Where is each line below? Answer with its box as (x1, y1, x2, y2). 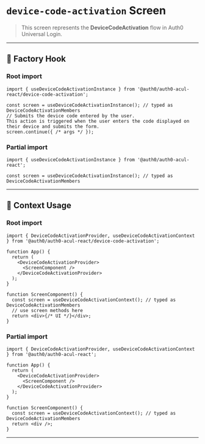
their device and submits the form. (6, 123, 99, 129)
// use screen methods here (12, 307, 84, 313)
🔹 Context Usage (6, 200, 72, 211)
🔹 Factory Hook (6, 54, 66, 64)
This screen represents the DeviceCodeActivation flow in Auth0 (21, 24, 184, 31)
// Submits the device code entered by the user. (6, 112, 135, 119)
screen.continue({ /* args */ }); (6, 129, 95, 135)
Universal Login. (21, 30, 63, 37)
